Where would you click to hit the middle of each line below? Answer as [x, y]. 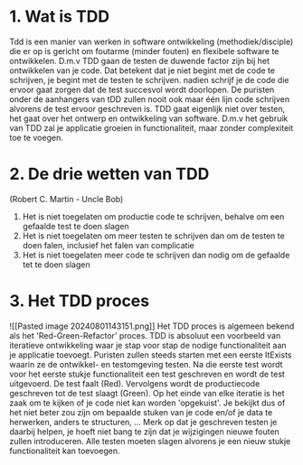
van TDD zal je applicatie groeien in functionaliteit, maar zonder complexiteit [151, 127]
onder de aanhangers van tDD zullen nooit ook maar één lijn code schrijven [150, 99]
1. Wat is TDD [60, 17]
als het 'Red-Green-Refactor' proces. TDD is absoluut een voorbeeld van [145, 335]
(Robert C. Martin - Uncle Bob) [66, 199]
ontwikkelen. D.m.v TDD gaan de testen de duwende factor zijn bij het [139, 60]
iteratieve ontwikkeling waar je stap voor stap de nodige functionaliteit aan [148, 345]
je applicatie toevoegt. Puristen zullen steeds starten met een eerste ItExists [151, 355]
